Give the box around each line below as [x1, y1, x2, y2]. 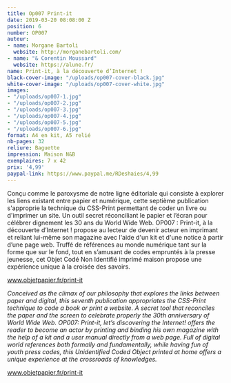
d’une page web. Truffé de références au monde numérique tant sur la [7, 240, 207, 249]
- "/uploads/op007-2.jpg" [7, 100, 81, 107]
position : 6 [7, 23, 41, 30]
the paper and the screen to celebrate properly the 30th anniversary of [7, 311, 210, 319]
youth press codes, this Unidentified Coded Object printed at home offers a [7, 347, 222, 355]
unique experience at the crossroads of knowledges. [7, 355, 157, 363]
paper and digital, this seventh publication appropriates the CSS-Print [7, 296, 206, 304]
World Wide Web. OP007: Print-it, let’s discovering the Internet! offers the [7, 318, 216, 327]
